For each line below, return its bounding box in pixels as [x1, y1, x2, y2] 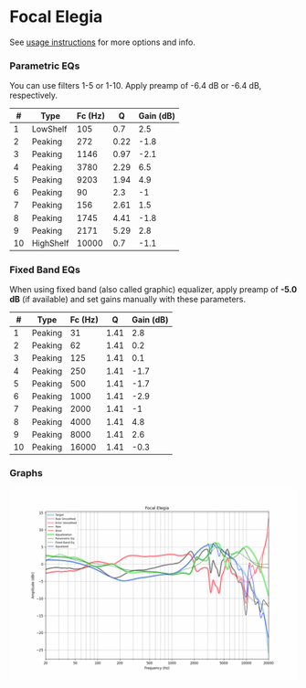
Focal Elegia [9, 6, 103, 27]
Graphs [9, 467, 43, 480]
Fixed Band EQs [9, 263, 80, 276]
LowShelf [31, 123, 68, 134]
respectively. [9, 90, 58, 101]
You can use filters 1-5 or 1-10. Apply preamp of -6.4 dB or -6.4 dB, [9, 80, 262, 91]
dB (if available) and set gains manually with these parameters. [9, 294, 247, 305]
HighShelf [31, 238, 69, 249]
